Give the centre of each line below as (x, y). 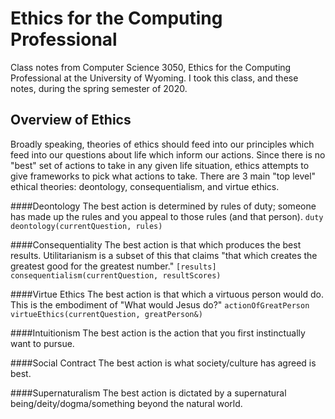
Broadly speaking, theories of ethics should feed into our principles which (162, 144)
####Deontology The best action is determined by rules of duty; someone (163, 206)
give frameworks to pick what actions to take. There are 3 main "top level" (163, 176)
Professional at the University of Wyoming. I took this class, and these (154, 78)
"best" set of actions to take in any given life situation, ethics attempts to (160, 165)
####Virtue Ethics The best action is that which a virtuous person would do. (167, 294)
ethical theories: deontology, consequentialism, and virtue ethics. (145, 186)
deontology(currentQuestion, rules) (86, 226)
